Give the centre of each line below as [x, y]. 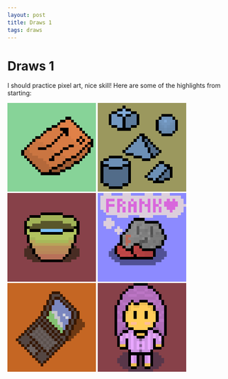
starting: [19, 93]
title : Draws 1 [30, 22]
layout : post [27, 15]
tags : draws [25, 30]
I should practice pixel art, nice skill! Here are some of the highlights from [114, 86]
